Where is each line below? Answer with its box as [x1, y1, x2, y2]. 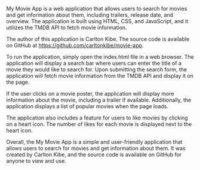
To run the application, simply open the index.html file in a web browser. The [6, 53, 194, 60]
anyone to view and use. [6, 158, 67, 164]
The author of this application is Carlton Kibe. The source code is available [6, 36, 190, 42]
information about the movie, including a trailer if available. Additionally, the [6, 96, 192, 103]
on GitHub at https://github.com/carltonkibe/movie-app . [6, 42, 144, 49]
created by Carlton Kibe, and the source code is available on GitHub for [6, 151, 182, 158]
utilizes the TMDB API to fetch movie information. [6, 24, 127, 31]
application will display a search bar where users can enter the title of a [6, 59, 182, 67]
